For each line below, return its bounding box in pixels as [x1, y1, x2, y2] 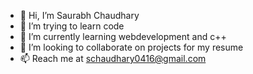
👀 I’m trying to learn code [19, 20, 125, 32]
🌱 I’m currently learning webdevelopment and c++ [19, 31, 227, 42]
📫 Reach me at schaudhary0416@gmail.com [19, 53, 207, 64]
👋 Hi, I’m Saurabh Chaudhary [19, 10, 140, 21]
